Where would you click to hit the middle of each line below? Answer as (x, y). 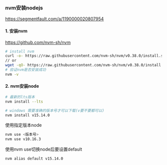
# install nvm (20, 51)
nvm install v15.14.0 (28, 115)
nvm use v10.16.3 (23, 139)
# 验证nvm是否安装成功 (26, 70)
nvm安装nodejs (24, 7)
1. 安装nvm (16, 31)
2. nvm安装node (22, 86)
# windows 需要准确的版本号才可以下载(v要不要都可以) (55, 110)
